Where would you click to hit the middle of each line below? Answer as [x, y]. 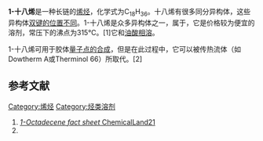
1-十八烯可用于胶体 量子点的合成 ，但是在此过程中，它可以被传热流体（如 [125, 49]
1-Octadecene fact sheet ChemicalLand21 [87, 122]
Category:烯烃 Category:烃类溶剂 [62, 106]
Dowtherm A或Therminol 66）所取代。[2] [75, 59]
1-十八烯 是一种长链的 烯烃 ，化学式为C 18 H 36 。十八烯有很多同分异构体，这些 [130, 13]
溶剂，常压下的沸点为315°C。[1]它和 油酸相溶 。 [84, 32]
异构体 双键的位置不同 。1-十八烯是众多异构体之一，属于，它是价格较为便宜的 [131, 23]
